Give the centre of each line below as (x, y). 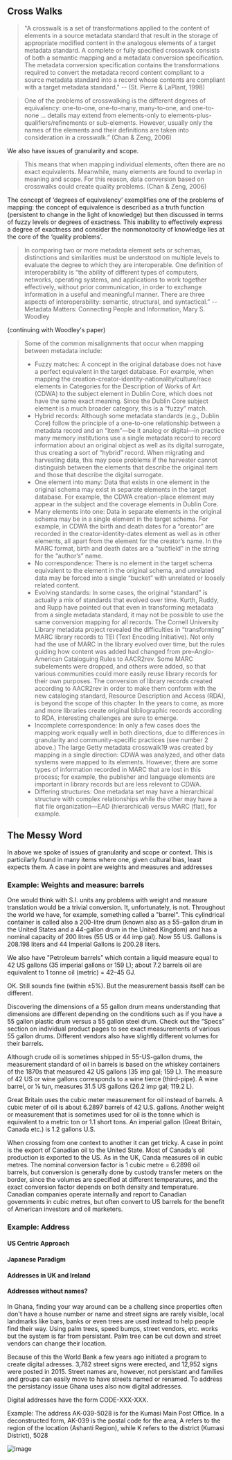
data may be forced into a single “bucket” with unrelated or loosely (130, 578)
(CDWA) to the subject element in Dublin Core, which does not (124, 393)
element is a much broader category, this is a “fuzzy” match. (121, 408)
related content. (57, 585)
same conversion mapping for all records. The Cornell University (127, 622)
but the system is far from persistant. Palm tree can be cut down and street (114, 1336)
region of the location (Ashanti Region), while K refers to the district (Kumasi (116, 1427)
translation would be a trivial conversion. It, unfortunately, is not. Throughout (116, 907)
